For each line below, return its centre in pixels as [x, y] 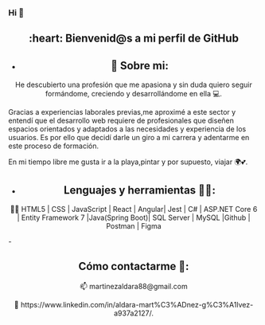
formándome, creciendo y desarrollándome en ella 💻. [134, 94]
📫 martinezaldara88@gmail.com [134, 286]
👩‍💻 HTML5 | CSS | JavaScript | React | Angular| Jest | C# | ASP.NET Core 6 [134, 209]
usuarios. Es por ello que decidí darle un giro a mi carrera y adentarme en [129, 138]
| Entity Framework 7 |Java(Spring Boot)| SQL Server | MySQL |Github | [134, 217]
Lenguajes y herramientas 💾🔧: [140, 190]
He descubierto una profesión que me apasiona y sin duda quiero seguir [134, 85]
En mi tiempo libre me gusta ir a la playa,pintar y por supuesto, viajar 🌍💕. [128, 162]
